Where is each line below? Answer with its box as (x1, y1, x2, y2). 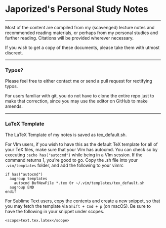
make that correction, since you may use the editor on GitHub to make (5, 98, 148, 104)
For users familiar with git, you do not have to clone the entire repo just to (5, 93, 155, 99)
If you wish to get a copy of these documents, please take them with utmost (5, 45, 160, 50)
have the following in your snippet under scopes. (5, 208, 105, 214)
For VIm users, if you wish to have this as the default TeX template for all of (5, 141, 158, 147)
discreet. (5, 49, 23, 55)
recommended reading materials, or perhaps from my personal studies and (5, 30, 158, 36)
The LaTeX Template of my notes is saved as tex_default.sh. (5, 132, 127, 137)
